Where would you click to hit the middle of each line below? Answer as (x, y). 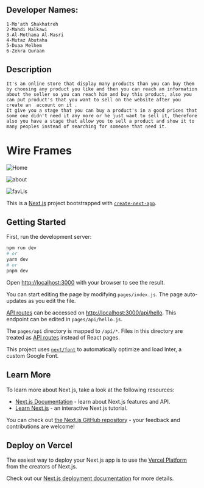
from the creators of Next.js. (42, 467)
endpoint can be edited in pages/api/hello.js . (65, 319)
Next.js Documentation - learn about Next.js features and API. (93, 401)
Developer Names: (42, 10)
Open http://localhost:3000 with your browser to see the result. (86, 282)
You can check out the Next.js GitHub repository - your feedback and (93, 420)
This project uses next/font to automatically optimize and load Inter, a (94, 349)
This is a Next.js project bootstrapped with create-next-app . (82, 203)
